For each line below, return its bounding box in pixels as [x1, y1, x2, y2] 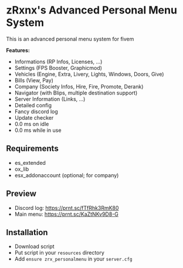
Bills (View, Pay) [14, 77, 54, 84]
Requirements [6, 144, 59, 154]
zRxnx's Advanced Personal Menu [6, 4, 178, 17]
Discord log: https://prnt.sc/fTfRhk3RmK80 [14, 204, 119, 211]
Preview [6, 189, 37, 199]
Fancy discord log [14, 108, 59, 115]
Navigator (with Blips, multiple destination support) [14, 89, 138, 96]
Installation [6, 227, 48, 238]
